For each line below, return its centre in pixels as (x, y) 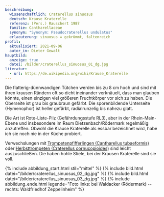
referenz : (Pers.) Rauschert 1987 (45, 23)
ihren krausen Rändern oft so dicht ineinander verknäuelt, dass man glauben (82, 93)
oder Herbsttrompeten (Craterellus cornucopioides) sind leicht (68, 148)
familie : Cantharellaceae (36, 28)
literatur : (16, 69)
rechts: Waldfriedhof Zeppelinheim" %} (45, 189)
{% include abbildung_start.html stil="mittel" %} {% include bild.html (74, 168)
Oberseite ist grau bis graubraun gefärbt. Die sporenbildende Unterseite (78, 103)
